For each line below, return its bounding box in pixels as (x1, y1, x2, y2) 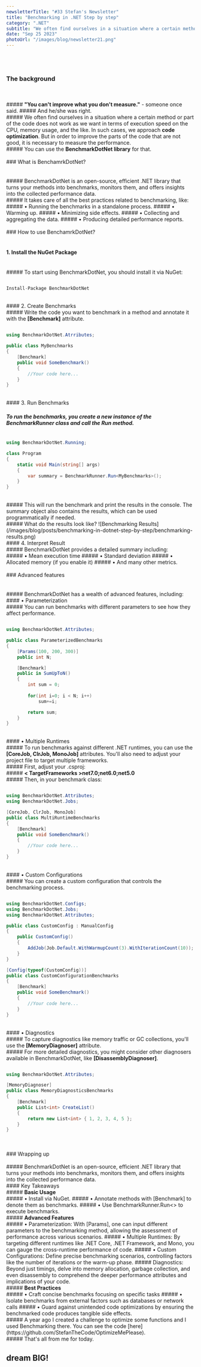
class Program (6, 451, 42, 457)
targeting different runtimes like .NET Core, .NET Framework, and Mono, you (6, 1240, 194, 1247)
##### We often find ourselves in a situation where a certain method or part (6, 113, 194, 121)
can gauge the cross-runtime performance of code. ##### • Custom (6, 1246, 176, 1254)
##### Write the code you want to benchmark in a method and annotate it (6, 309, 190, 316)
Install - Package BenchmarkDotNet (6, 285, 90, 291)
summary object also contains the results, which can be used (6, 508, 157, 515)
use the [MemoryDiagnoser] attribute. (6, 1042, 102, 1049)
